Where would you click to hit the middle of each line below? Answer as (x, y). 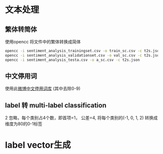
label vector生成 (38, 145)
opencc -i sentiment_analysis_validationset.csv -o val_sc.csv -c (73, 55)
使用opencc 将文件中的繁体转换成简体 (43, 42)
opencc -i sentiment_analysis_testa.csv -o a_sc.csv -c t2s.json (72, 60)
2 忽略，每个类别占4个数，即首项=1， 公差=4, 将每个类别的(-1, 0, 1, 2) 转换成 (81, 118)
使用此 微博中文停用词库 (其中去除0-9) (43, 89)
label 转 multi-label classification (56, 105)
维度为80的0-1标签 (24, 124)
